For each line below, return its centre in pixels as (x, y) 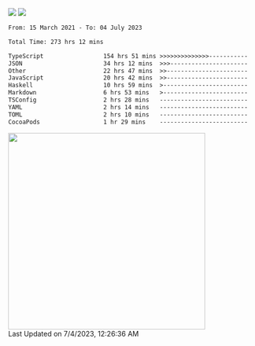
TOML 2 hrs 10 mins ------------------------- (128, 114)
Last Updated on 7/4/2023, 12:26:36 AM (74, 333)
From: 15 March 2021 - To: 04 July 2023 (76, 28)
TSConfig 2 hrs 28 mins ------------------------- (128, 100)
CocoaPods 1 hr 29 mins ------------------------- (128, 122)
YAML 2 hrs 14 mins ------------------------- (128, 107)
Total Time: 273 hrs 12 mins (56, 42)
